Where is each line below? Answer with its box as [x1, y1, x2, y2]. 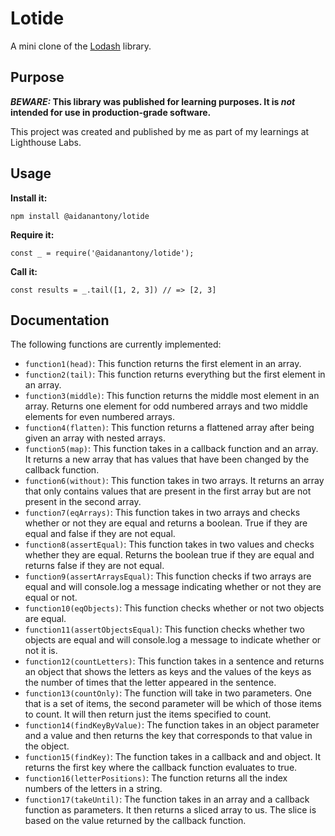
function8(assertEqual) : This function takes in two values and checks [24, 538, 315, 551]
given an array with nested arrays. [24, 432, 167, 444]
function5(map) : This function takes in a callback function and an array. [24, 443, 319, 455]
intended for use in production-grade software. [10, 106, 212, 118]
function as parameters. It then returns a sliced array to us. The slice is [24, 804, 317, 816]
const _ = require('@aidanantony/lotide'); [10, 248, 195, 258]
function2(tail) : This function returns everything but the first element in [24, 368, 326, 381]
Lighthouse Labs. [10, 136, 82, 148]
